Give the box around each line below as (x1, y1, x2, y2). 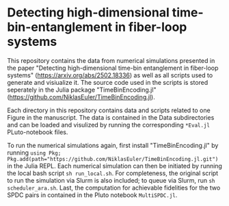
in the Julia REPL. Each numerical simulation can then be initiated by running (7, 162, 222, 170)
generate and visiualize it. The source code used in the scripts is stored (7, 78, 208, 86)
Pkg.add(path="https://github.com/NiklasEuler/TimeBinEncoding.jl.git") (7, 155, 219, 162)
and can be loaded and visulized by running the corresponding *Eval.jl (7, 120, 211, 129)
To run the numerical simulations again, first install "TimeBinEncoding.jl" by (7, 141, 219, 149)
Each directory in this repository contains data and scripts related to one (7, 106, 211, 114)
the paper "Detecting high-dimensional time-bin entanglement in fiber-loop (7, 64, 219, 72)
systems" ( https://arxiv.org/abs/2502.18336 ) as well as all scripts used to (7, 70, 213, 79)
